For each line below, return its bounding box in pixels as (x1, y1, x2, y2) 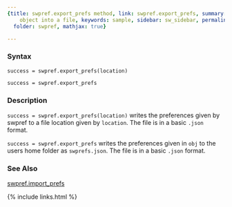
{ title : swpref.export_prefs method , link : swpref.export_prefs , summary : (7, 10, 227, 17)
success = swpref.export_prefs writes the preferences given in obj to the (7, 139, 216, 147)
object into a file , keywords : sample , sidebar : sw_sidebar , (19, 17, 199, 23)
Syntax (7, 52, 32, 61)
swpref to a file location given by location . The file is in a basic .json (7, 118, 204, 126)
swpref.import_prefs (7, 179, 65, 188)
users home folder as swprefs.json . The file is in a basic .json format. (7, 146, 206, 155)
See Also (7, 164, 38, 173)
